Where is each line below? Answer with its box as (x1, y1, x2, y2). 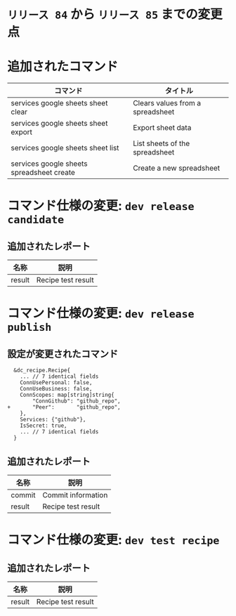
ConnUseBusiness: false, (20, 386, 93, 393)
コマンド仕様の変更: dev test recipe (7, 532, 220, 548)
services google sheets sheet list (11, 143, 119, 153)
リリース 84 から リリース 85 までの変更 (7, 6, 223, 22)
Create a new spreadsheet (133, 163, 221, 173)
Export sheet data (133, 123, 192, 133)
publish (7, 321, 52, 334)
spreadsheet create (11, 168, 76, 178)
